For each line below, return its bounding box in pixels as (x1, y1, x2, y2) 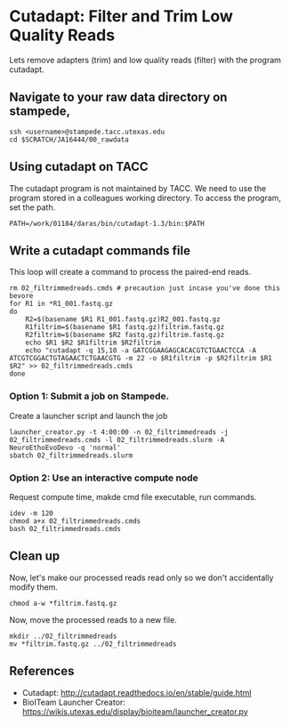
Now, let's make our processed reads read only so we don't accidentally (9, 572, 274, 583)
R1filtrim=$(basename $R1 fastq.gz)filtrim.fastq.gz (25, 323, 225, 332)
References (9, 664, 75, 679)
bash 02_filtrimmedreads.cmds (9, 524, 122, 533)
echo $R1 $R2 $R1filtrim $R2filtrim (25, 338, 162, 348)
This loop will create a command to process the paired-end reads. (9, 267, 252, 278)
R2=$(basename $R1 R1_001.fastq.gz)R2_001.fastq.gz (25, 315, 221, 324)
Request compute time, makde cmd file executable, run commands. (9, 491, 257, 502)
